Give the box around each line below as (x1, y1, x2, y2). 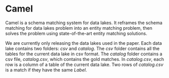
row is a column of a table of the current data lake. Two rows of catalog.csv (5, 61, 163, 67)
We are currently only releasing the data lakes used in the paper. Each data (5, 40, 162, 46)
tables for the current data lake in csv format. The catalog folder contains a (5, 51, 162, 57)
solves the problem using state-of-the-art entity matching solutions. (5, 30, 147, 36)
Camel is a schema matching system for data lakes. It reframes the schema (5, 20, 162, 26)
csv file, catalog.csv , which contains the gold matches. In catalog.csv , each (5, 56, 164, 62)
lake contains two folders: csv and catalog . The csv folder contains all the (5, 45, 160, 51)
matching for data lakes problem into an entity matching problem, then (5, 25, 152, 31)
